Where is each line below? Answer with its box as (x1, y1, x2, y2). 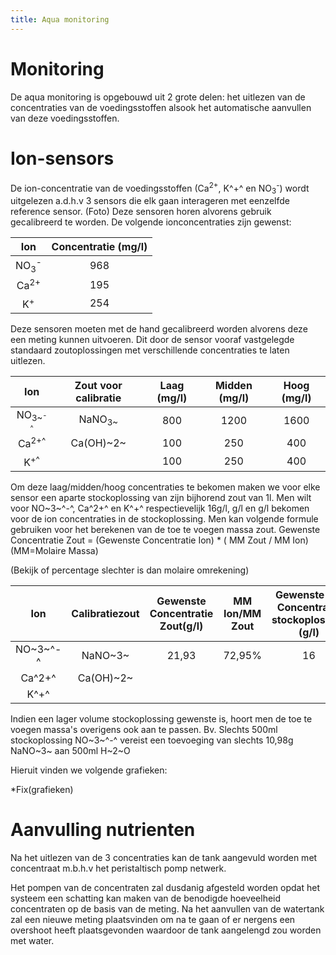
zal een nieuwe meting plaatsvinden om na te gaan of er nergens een (10, 913, 296, 925)
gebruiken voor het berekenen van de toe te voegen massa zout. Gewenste (10, 523, 321, 535)
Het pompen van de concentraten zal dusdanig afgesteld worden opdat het (10, 881, 320, 893)
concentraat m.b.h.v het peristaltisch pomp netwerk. (10, 862, 227, 874)
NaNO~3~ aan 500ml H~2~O (10, 744, 131, 756)
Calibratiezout (71, 606, 140, 620)
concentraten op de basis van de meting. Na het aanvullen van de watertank (10, 902, 325, 915)
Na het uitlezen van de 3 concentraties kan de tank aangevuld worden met (10, 851, 318, 863)
